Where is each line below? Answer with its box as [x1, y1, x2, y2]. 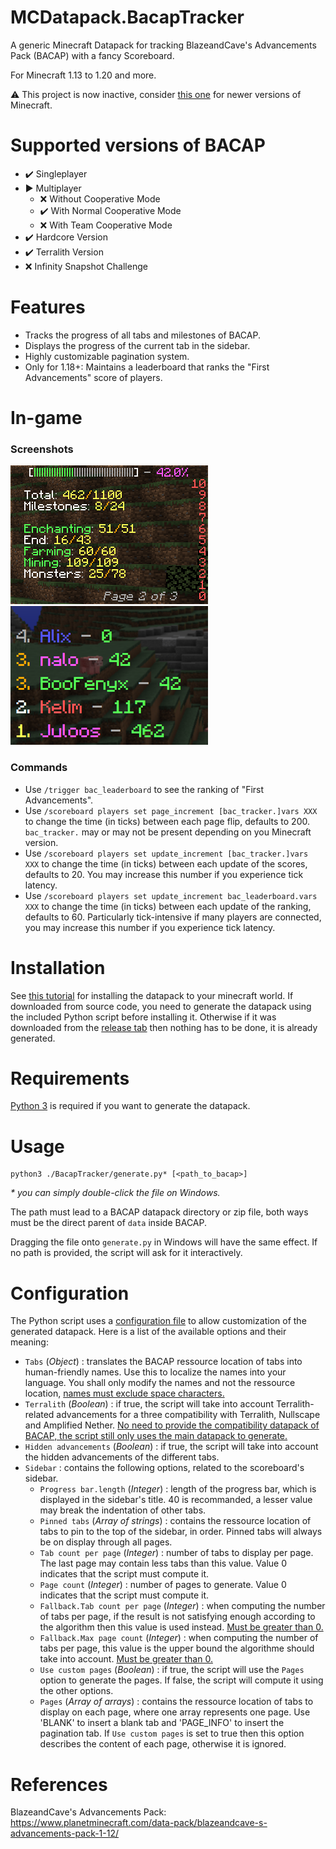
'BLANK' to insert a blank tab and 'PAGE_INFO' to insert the [39, 1717, 285, 1729]
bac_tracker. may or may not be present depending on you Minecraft [24, 826, 312, 838]
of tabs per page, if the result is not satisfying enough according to [39, 1611, 316, 1623]
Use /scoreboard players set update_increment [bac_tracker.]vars [24, 847, 309, 859]
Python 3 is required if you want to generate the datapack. [10, 1100, 251, 1112]
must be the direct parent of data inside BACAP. [10, 1217, 207, 1229]
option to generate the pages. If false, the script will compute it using [39, 1674, 324, 1686]
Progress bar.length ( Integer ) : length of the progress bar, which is [39, 1483, 317, 1495]
